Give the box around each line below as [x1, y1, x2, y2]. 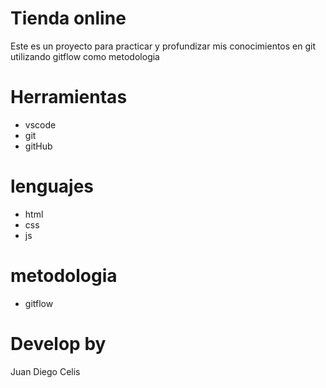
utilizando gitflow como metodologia [10, 50, 160, 62]
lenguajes [10, 175, 95, 198]
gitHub [24, 140, 53, 152]
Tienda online [10, 7, 127, 30]
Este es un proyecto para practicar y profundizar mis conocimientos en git [10, 40, 317, 52]
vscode [24, 118, 57, 131]
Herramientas [10, 86, 128, 109]
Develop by [10, 332, 107, 355]
